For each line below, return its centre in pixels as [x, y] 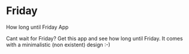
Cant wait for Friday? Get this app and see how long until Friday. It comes [95, 38]
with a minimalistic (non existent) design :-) [58, 45]
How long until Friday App [37, 27]
